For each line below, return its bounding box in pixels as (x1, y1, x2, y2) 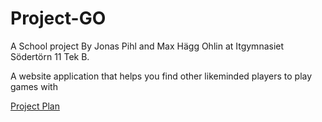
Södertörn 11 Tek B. (10, 50, 90, 62)
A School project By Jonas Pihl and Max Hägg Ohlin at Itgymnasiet (10, 40, 285, 52)
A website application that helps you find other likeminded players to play (10, 70, 313, 82)
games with (10, 80, 58, 92)
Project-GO (10, 7, 107, 30)
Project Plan (10, 100, 60, 112)
